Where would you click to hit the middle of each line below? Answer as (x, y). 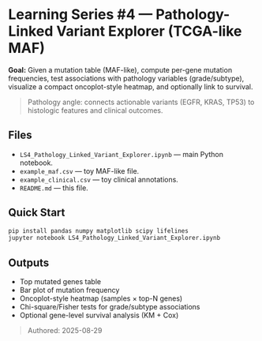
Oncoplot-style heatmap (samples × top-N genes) (101, 298)
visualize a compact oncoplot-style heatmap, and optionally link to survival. (131, 86)
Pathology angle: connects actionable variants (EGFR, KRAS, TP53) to (141, 102)
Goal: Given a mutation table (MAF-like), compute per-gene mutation (120, 69)
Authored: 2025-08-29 (65, 331)
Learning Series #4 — (80, 15)
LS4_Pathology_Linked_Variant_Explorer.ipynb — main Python (121, 154)
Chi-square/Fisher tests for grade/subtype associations (110, 307)
